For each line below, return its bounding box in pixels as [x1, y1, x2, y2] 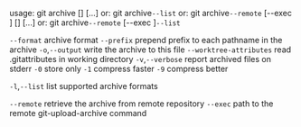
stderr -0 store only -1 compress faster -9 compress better [9, 63, 229, 74]
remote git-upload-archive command [9, 108, 147, 118]
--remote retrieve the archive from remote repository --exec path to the [9, 98, 274, 109]
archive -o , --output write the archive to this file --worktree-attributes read [9, 44, 292, 55]
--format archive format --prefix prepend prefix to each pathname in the [9, 35, 283, 45]
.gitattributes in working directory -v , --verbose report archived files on [9, 54, 271, 64]
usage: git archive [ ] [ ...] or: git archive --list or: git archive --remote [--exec [9, 8, 292, 18]
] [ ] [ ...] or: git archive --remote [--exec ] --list [9, 17, 181, 28]
